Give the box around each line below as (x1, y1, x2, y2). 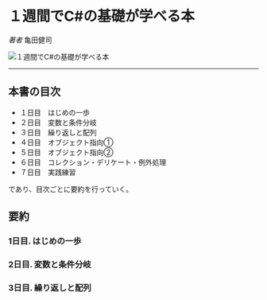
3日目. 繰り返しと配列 (8, 282, 91, 293)
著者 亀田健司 (8, 35, 52, 45)
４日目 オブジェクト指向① (19, 137, 114, 147)
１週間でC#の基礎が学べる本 (8, 7, 195, 25)
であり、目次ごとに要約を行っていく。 (8, 184, 133, 193)
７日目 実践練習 (19, 167, 76, 177)
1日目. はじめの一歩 (8, 236, 82, 247)
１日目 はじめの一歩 (19, 107, 90, 117)
